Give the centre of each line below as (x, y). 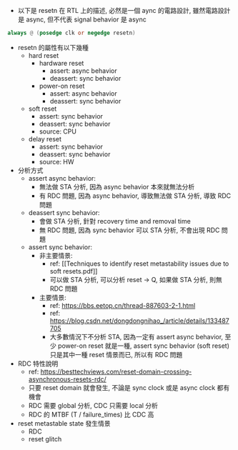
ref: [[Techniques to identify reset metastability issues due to (139, 264)
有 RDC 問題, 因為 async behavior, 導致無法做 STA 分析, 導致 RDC (135, 196)
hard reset (44, 55)
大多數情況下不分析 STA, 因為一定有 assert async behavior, (137, 336)
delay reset (45, 139)
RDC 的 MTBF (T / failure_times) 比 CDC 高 (91, 414)
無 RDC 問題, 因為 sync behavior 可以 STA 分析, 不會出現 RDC (129, 230)
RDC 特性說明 (38, 364)
